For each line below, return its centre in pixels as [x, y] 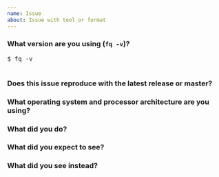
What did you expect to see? [56, 147]
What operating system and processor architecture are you [108, 102]
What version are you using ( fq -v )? [69, 44]
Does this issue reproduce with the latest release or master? [110, 83]
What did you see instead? [53, 166]
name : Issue [24, 13]
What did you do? [37, 129]
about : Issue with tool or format [57, 20]
